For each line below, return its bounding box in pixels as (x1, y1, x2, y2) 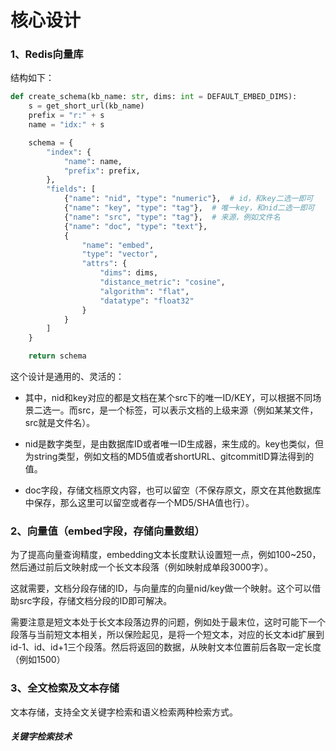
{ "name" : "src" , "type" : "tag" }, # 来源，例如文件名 (63, 212, 281, 222)
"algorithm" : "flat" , (99, 286, 190, 296)
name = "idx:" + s (28, 120, 105, 130)
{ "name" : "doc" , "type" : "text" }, (63, 221, 208, 231)
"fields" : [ (46, 184, 97, 195)
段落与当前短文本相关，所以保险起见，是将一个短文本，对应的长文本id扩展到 (10, 629, 325, 641)
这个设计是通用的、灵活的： (10, 371, 125, 383)
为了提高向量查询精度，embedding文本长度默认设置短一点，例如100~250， (10, 549, 322, 561)
